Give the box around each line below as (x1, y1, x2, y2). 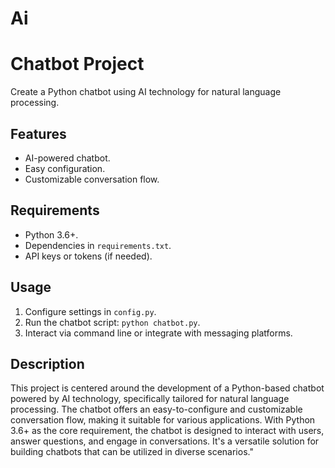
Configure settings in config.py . (24, 305, 157, 317)
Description (10, 355, 85, 372)
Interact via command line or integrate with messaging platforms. (24, 327, 293, 339)
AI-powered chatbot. (24, 152, 111, 164)
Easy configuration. (24, 162, 106, 174)
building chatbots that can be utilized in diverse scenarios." (10, 446, 254, 458)
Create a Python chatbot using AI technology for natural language (10, 86, 282, 98)
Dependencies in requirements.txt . (24, 239, 172, 251)
